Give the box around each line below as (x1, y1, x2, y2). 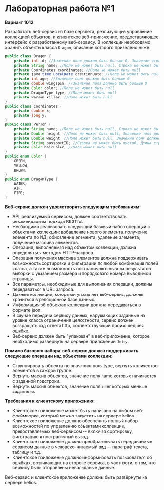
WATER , (14, 181, 27, 186)
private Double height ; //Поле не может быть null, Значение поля (14, 131, 152, 136)
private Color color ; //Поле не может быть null (14, 86, 115, 91)
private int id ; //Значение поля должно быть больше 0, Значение (14, 58, 150, 63)
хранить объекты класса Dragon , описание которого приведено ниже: (5, 44, 151, 50)
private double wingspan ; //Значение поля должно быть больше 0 (14, 81, 147, 86)
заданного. (12, 388, 36, 394)
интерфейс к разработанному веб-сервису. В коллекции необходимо (5, 39, 151, 45)
